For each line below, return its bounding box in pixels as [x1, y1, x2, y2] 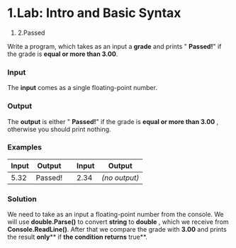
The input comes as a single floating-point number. [7, 84, 158, 92]
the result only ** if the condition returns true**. [7, 232, 147, 242]
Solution [7, 193, 38, 203]
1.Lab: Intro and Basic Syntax [7, 5, 181, 21]
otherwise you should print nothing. [7, 125, 111, 133]
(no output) [101, 172, 140, 182]
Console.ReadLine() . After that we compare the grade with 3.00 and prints [7, 225, 227, 234]
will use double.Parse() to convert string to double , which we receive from [7, 218, 229, 226]
